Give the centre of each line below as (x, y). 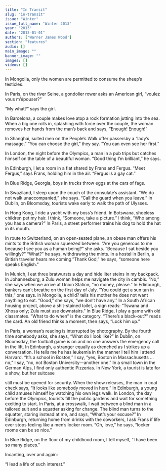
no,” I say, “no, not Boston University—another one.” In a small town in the (80, 363)
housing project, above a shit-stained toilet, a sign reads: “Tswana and (77, 306)
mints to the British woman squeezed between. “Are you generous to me (79, 244)
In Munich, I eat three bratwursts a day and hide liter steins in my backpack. (82, 274)
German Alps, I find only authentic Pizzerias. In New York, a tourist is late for (83, 368)
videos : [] (16, 65)
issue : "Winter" (22, 19)
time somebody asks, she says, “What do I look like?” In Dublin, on (73, 336)
